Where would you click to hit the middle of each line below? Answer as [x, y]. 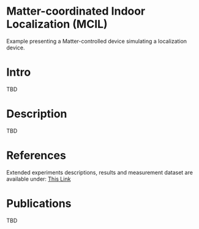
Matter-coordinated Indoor [76, 11]
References [36, 155]
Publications [39, 203]
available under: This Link [39, 179]
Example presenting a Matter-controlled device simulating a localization [97, 41]
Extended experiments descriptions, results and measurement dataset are [99, 172]
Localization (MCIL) [57, 24]
